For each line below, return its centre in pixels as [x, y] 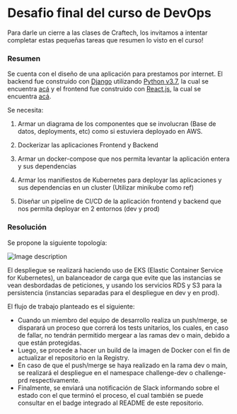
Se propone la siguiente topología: [57, 243]
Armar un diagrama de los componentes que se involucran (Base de [117, 124]
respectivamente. [55, 380]
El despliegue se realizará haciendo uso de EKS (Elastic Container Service [115, 270]
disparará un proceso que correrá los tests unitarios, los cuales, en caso [123, 328]
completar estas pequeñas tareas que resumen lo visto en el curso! [105, 40]
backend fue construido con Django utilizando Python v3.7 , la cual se [108, 81]
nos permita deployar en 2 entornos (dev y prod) [89, 209]
